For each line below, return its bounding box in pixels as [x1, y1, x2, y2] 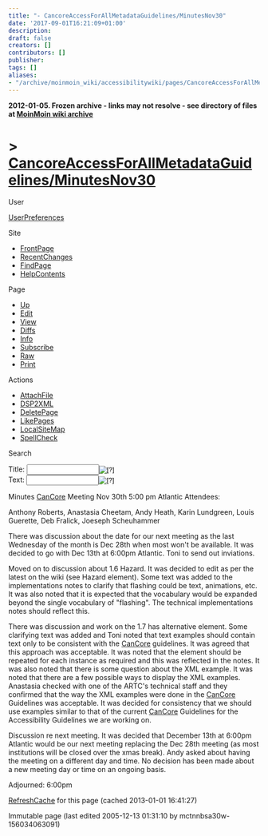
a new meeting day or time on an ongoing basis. [8, 765, 166, 774]
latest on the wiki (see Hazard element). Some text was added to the [8, 572, 234, 582]
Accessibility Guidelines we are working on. [8, 715, 152, 725]
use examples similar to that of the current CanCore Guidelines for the [8, 707, 238, 716]
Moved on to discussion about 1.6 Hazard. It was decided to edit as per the [8, 564, 254, 574]
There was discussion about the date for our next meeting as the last [8, 531, 235, 541]
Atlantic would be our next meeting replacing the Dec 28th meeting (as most [8, 739, 259, 749]
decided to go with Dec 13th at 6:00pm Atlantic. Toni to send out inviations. [8, 548, 255, 558]
